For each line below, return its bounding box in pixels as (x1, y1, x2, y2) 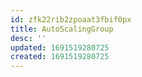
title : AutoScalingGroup (10, 24, 114, 34)
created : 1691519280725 (10, 52, 110, 62)
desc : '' (10, 33, 47, 43)
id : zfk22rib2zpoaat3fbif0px (10, 14, 132, 25)
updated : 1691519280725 (10, 42, 110, 53)
